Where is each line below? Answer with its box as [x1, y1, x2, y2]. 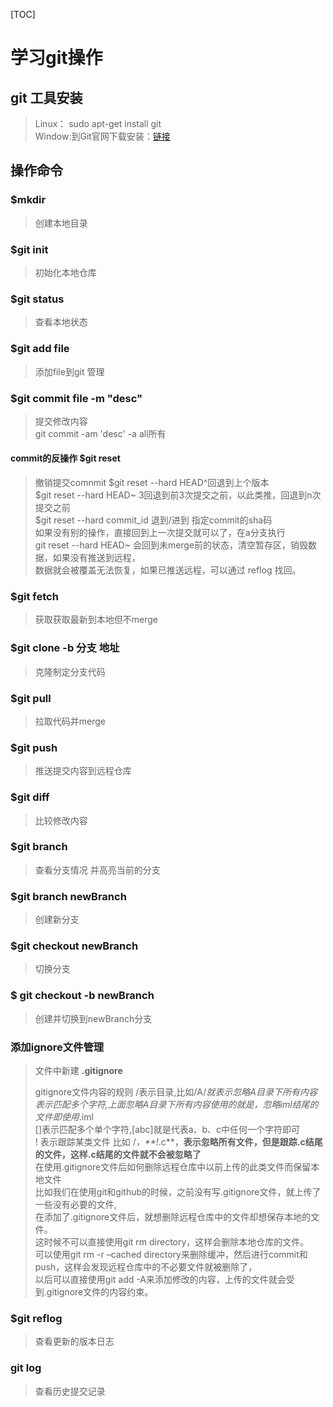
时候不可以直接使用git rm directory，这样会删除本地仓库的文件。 [43, 1236, 310, 1248]
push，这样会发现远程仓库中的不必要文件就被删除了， [34, 1261, 258, 1273]
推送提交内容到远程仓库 [34, 765, 132, 777]
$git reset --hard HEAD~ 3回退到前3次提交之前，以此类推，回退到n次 [34, 489, 322, 501]
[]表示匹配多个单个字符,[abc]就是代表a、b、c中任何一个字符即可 [34, 1124, 301, 1136]
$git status [10, 292, 65, 306]
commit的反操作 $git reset [10, 452, 121, 464]
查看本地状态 [34, 316, 88, 328]
